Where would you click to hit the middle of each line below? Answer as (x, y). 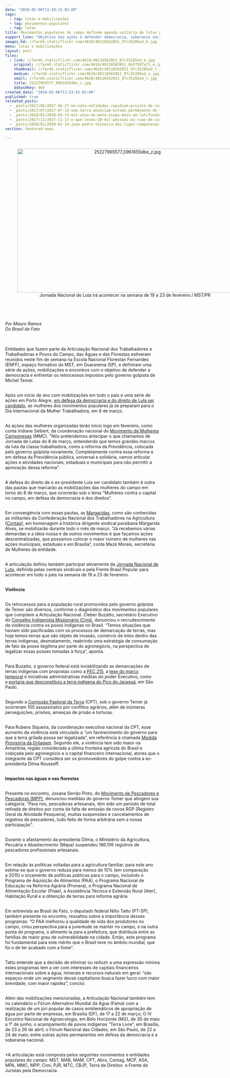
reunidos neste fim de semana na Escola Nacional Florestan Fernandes (77, 360)
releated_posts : (22, 101)
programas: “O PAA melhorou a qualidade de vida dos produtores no (74, 921)
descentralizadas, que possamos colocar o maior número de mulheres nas (81, 539)
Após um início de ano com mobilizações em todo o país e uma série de (78, 395)
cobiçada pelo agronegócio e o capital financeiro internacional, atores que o (82, 753)
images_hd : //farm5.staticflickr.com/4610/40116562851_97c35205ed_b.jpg (81, 42)
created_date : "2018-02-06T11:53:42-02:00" (50, 92)
